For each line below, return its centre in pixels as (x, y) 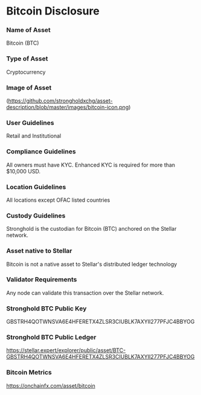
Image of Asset (29, 88)
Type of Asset (27, 59)
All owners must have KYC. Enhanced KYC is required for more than (91, 165)
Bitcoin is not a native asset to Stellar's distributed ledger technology (92, 264)
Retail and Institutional (34, 136)
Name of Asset (29, 30)
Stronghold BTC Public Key (46, 308)
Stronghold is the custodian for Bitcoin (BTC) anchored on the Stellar (91, 229)
